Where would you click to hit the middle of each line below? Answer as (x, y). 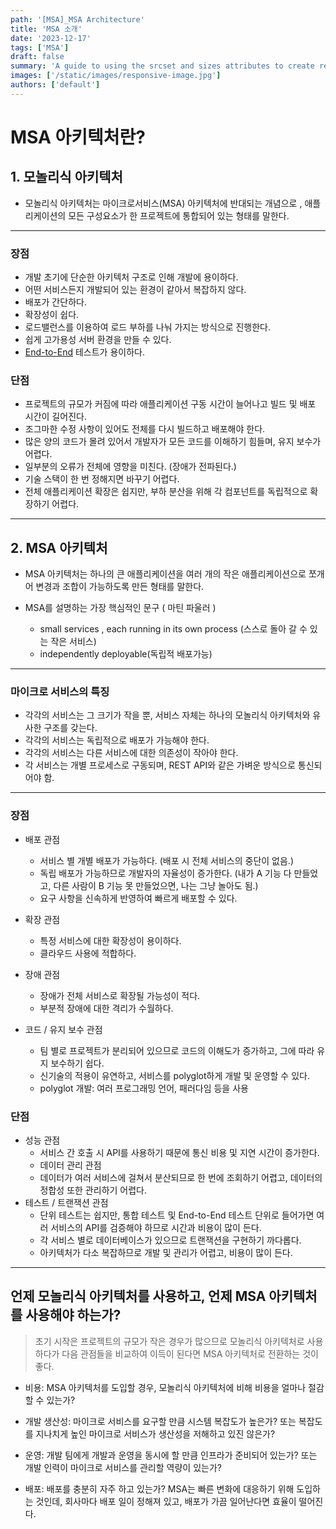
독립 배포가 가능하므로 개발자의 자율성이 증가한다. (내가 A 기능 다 (165, 873)
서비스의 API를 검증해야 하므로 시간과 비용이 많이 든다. (156, 1228)
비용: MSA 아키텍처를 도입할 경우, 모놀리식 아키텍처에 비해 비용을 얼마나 (165, 1387)
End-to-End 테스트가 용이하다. (84, 352)
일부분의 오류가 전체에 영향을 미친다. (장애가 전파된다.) (130, 467)
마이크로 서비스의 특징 (60, 692)
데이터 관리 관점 (70, 1165)
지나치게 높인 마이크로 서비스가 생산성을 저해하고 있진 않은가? (155, 1433)
